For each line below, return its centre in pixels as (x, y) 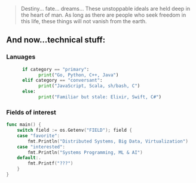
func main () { (24, 125)
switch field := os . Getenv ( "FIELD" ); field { (75, 131)
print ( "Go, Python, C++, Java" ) (78, 75)
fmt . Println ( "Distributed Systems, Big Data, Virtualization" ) (108, 141)
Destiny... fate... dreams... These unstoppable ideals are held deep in (105, 9)
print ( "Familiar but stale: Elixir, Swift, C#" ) (100, 97)
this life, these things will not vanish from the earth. (84, 21)
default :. (29, 158)
